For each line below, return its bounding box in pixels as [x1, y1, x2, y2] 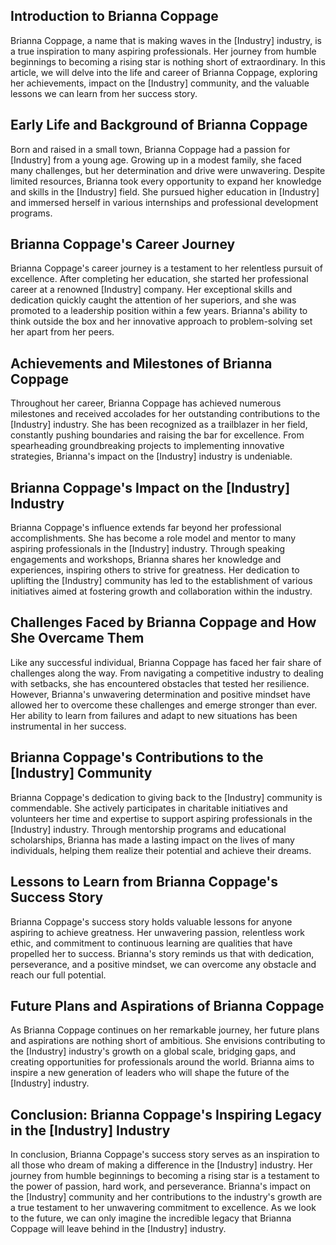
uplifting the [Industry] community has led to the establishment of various [10, 575, 313, 587]
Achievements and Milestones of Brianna [10, 355, 273, 372]
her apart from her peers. [10, 326, 115, 338]
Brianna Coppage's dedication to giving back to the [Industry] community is [10, 791, 323, 803]
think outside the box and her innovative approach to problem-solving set [10, 315, 313, 328]
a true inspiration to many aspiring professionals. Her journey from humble [10, 45, 317, 57]
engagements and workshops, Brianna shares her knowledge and [10, 554, 282, 566]
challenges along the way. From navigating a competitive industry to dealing [10, 667, 324, 679]
